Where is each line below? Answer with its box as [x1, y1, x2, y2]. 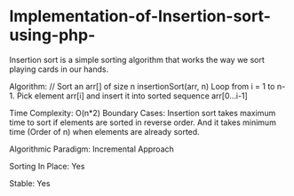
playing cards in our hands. [9, 64, 109, 74]
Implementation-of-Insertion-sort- [9, 6, 271, 27]
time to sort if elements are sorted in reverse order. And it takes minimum [9, 117, 277, 128]
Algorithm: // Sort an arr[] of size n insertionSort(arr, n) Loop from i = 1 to [9, 81, 275, 91]
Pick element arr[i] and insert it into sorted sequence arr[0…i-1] [16, 90, 249, 101]
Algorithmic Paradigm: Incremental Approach [9, 144, 175, 154]
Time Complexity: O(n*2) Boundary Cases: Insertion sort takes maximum [9, 107, 276, 118]
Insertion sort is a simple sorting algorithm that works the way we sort [9, 54, 265, 65]
